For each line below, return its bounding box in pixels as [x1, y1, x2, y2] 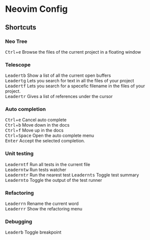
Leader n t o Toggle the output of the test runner [5, 177, 102, 183]
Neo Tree [5, 38, 28, 45]
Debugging [5, 218, 32, 225]
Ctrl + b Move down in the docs [5, 122, 70, 128]
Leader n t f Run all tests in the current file [5, 161, 90, 167]
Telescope [5, 61, 31, 68]
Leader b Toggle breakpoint [5, 229, 61, 235]
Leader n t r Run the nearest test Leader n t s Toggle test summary [5, 171, 139, 178]
